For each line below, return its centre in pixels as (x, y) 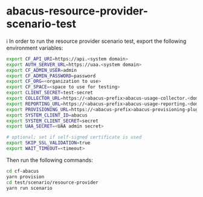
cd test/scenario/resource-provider (52, 182)
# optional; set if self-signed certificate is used (74, 137)
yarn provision (25, 176)
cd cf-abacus (23, 171)
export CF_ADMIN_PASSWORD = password (51, 76)
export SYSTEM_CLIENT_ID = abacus (47, 115)
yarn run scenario (29, 188)
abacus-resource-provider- (77, 11)
